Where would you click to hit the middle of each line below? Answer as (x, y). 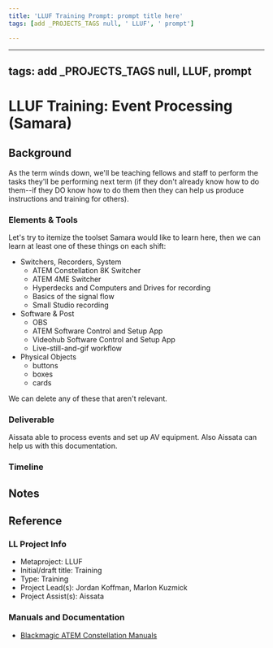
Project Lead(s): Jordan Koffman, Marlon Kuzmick (104, 588)
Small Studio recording (71, 305)
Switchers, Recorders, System (71, 262)
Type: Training (44, 579)
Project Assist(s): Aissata (62, 596)
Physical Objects (48, 357)
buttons (45, 366)
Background (40, 153)
